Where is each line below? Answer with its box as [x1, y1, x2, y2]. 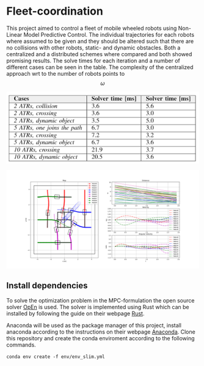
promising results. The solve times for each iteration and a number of [6, 57, 180, 64]
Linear [6, 31, 23, 38]
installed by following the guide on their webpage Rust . [6, 310, 145, 317]
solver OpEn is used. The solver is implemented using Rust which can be [6, 303, 189, 310]
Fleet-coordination [6, 4, 104, 18]
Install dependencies [6, 280, 88, 291]
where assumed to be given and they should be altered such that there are [6, 37, 194, 45]
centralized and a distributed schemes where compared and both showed [6, 50, 192, 57]
